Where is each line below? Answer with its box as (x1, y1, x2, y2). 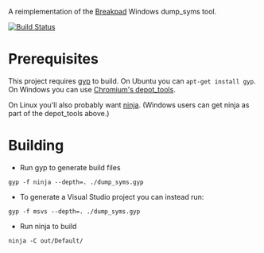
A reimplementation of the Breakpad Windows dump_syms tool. (8, 7, 217, 16)
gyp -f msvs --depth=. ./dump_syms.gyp (8, 207, 141, 216)
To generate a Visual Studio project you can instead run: (19, 192, 204, 201)
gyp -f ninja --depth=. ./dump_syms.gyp (8, 178, 145, 186)
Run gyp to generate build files (19, 162, 121, 172)
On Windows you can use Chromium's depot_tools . (8, 84, 177, 94)
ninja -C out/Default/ (8, 236, 83, 245)
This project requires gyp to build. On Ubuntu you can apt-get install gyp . (8, 76, 256, 86)
